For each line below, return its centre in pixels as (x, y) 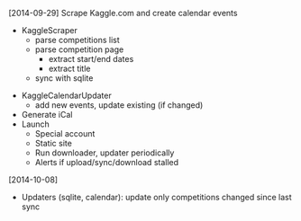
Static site (54, 143)
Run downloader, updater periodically (105, 153)
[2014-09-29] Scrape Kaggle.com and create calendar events (123, 13)
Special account (65, 133)
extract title (69, 68)
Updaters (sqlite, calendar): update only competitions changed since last (156, 197)
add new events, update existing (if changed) (119, 105)
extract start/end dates (91, 59)
